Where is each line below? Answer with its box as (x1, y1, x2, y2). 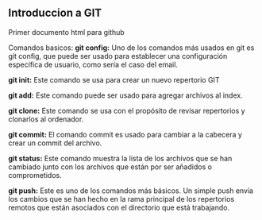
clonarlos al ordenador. (8, 114, 84, 124)
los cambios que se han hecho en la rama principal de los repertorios (8, 194, 235, 203)
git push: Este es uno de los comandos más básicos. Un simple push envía (8, 186, 254, 195)
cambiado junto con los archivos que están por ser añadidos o (8, 162, 213, 172)
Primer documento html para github (8, 27, 125, 37)
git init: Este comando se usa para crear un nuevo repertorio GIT (8, 75, 220, 84)
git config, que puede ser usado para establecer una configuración (8, 51, 228, 60)
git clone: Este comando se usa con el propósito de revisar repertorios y (8, 106, 245, 115)
